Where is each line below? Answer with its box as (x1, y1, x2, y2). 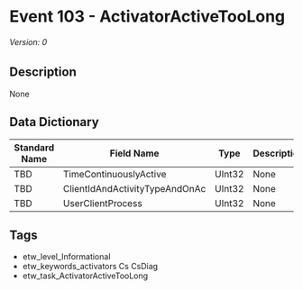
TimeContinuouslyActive (62, 168, 167, 180)
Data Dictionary (9, 114, 99, 130)
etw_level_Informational (22, 251, 111, 262)
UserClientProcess (62, 196, 142, 209)
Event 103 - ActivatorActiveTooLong (9, 6, 286, 27)
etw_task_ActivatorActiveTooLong (22, 270, 149, 281)
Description (9, 65, 77, 80)
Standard (14, 141, 55, 154)
